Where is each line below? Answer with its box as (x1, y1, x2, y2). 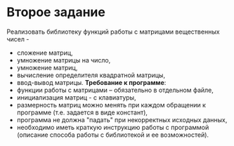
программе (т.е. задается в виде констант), (16, 108, 148, 117)
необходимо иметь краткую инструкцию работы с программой (16, 123, 209, 131)
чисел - (6, 34, 30, 43)
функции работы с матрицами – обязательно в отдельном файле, (16, 86, 214, 94)
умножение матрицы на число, (16, 55, 111, 64)
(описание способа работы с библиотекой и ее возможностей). (16, 131, 209, 139)
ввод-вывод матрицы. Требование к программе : (16, 78, 167, 86)
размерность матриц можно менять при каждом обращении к (16, 100, 207, 109)
